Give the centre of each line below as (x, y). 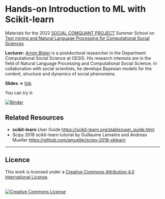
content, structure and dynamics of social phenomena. (61, 74)
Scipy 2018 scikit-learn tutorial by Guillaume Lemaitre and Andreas (80, 135)
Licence (18, 160)
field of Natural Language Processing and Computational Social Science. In (81, 63)
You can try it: (19, 93)
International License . (27, 177)
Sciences (14, 43)
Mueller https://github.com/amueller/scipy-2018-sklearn (69, 140)
